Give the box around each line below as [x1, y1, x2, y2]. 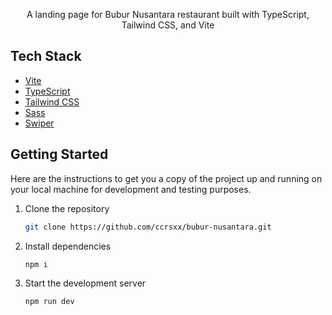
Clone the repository [24, 202, 110, 214]
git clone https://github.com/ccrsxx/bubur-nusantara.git [24, 222, 272, 232]
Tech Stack [10, 48, 82, 65]
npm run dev [24, 297, 75, 307]
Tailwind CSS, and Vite [121, 19, 215, 31]
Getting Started [10, 146, 109, 163]
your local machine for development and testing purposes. [10, 183, 252, 195]
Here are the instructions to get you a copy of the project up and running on [10, 172, 323, 184]
